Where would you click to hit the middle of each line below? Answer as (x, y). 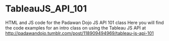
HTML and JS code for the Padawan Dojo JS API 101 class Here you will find (85, 22)
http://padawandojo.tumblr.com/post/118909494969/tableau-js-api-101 (80, 33)
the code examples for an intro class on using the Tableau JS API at (76, 27)
